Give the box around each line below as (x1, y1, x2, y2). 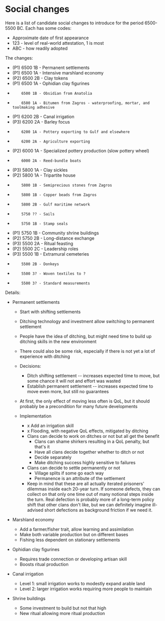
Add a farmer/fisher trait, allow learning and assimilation (19, 526, 134, 532)
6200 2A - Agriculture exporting (21, 139, 90, 144)
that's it (34, 443, 50, 450)
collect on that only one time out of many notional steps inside (27, 491, 154, 497)
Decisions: (19, 363, 41, 369)
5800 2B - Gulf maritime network (21, 202, 90, 207)
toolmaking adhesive (12, 105, 55, 110)
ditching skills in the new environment (19, 339, 97, 345)
